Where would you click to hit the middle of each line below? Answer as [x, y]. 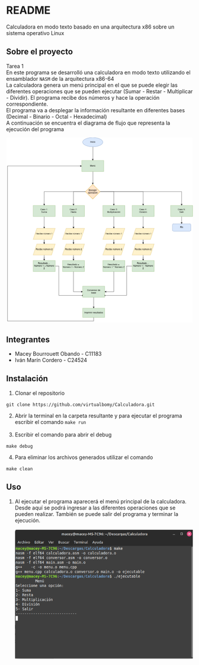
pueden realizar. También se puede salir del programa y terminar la [97, 514]
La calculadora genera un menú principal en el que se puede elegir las [92, 85]
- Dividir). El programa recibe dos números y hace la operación [83, 97]
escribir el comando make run [50, 422]
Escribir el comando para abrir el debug [63, 435]
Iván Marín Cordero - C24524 [51, 360]
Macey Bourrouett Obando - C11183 [58, 354]
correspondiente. [27, 104]
